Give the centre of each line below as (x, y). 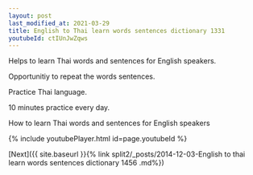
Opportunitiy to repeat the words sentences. (82, 76)
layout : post (30, 16)
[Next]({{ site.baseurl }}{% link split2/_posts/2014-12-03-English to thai (127, 154)
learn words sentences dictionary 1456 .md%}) (87, 163)
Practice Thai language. (48, 92)
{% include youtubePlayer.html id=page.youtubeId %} (98, 139)
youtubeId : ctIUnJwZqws (48, 38)
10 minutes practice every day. (59, 108)
